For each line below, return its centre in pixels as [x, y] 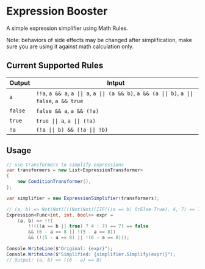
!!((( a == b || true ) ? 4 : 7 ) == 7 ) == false [88, 226]
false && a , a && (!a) [68, 110]
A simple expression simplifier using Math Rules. [67, 28]
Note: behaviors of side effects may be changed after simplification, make [99, 40]
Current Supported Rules [55, 66]
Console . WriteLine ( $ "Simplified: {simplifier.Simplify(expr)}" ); [91, 254]
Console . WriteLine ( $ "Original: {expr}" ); [60, 249]
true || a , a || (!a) [66, 120]
